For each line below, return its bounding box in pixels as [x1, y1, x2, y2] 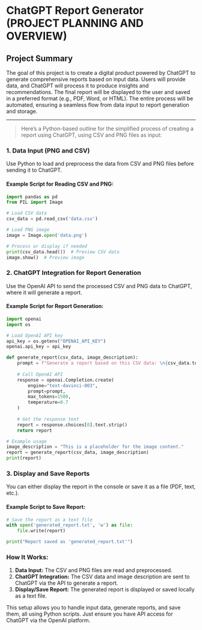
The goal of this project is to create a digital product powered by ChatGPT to [6, 69, 196, 76]
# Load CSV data [6, 210, 47, 216]
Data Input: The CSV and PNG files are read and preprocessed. [14, 567, 173, 574]
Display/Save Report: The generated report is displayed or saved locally [14, 586, 195, 593]
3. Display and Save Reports [6, 469, 90, 477]
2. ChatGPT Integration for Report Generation [6, 269, 141, 277]
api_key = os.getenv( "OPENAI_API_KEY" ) [6, 338, 106, 344]
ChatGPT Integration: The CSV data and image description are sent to [14, 573, 190, 581]
